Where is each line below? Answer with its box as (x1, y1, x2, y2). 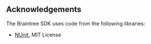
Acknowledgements (6, 5, 82, 14)
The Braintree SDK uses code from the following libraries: (6, 20, 146, 27)
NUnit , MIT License (14, 31, 62, 38)
